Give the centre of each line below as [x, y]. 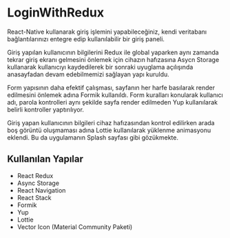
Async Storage [38, 183]
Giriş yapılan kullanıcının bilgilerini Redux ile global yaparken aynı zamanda [113, 52]
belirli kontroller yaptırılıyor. [46, 109]
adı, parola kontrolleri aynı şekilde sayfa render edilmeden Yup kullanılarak [113, 102]
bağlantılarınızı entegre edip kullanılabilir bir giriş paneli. [86, 39]
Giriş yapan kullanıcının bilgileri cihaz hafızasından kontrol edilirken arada [111, 122]
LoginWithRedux [56, 13]
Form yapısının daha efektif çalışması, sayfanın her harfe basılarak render [111, 87]
